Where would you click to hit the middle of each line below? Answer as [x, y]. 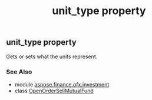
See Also [19, 72]
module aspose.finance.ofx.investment [62, 84]
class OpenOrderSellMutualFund [54, 91]
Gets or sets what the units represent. [52, 56]
